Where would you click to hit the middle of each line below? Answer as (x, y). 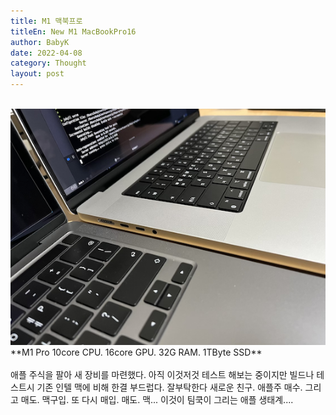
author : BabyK (40, 42)
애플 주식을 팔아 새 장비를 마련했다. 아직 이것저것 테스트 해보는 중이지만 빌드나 (162, 374)
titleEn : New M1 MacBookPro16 (73, 31)
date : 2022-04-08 (46, 53)
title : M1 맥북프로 (46, 21)
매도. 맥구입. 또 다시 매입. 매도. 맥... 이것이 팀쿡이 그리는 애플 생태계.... (157, 399)
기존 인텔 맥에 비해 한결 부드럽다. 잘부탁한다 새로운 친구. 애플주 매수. (169, 387)
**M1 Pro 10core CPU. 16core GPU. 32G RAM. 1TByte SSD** (136, 352)
